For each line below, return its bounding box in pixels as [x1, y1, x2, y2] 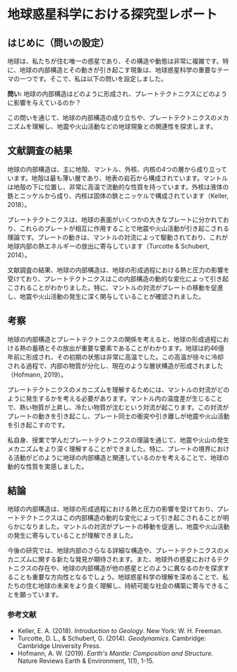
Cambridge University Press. [17, 641, 102, 650]
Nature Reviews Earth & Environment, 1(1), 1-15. [17, 656, 154, 665]
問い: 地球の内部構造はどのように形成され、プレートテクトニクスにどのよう [7, 90, 228, 98]
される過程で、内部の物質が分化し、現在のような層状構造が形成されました [7, 361, 224, 370]
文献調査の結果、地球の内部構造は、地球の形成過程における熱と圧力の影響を [7, 266, 230, 274]
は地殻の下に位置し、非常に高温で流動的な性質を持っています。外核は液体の [7, 182, 229, 191]
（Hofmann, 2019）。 [7, 370, 68, 379]
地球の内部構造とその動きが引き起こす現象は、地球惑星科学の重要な [19, 66, 217, 74]
